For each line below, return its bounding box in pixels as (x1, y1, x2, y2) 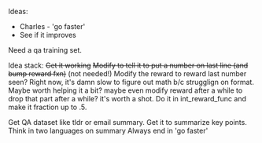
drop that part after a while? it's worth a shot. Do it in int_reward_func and (8, 94, 246, 103)
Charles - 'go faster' (19, 22, 86, 31)
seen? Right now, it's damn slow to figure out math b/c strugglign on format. (8, 78, 254, 86)
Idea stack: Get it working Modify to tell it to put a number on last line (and (8, 60, 249, 70)
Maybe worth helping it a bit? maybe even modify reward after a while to (8, 86, 243, 95)
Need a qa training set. (8, 46, 83, 54)
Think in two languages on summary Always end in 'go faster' (8, 126, 208, 135)
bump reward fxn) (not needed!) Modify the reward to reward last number (8, 69, 247, 78)
